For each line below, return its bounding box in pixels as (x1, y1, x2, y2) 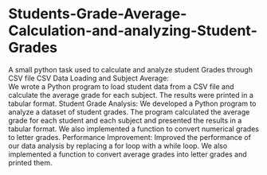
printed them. (8, 157, 53, 167)
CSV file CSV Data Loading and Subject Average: (8, 73, 170, 83)
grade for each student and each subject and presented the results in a (8, 115, 242, 125)
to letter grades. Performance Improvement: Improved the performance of (8, 132, 251, 142)
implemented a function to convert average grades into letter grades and (8, 149, 247, 159)
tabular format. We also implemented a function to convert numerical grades (8, 124, 259, 134)
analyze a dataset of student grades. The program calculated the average (8, 107, 250, 116)
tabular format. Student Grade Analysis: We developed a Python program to (8, 99, 257, 108)
